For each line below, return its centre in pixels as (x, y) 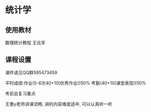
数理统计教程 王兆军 (25, 43)
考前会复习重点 (20, 93)
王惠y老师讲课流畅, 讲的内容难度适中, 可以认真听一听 (59, 104)
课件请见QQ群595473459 (31, 73)
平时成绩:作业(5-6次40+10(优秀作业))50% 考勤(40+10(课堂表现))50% (76, 83)
